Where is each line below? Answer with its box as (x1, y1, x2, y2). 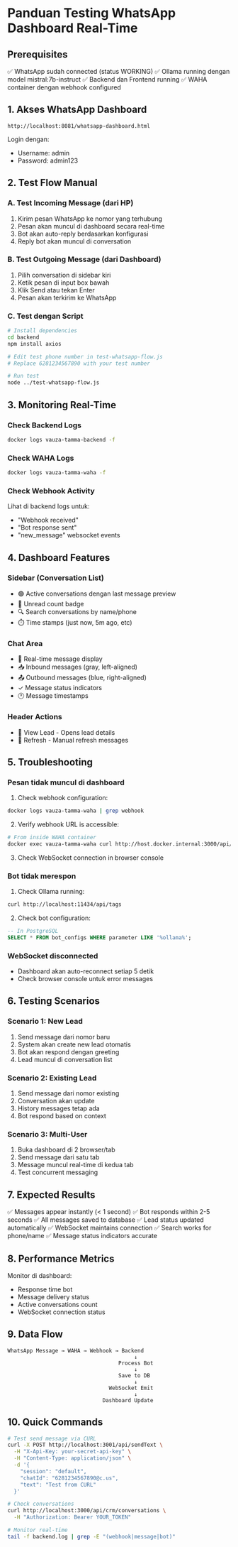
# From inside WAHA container (7, 834, 97, 841)
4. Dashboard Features (7, 552, 110, 564)
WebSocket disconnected (7, 951, 98, 961)
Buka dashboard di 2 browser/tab (17, 1145, 115, 1154)
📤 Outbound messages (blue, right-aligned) (17, 673, 147, 682)
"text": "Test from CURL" (20, 1481, 97, 1488)
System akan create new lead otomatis (17, 1040, 131, 1049)
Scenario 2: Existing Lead (7, 1073, 97, 1083)
